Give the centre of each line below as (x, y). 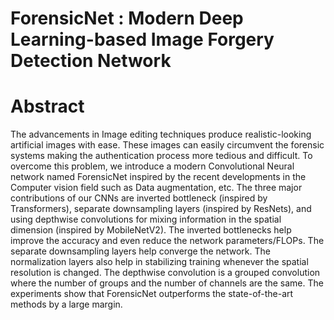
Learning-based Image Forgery (142, 39)
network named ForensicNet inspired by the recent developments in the (158, 177)
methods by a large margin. (66, 304)
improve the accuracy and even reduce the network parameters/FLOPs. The (167, 241)
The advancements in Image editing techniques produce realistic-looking (161, 134)
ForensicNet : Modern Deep (127, 18)
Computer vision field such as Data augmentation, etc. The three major (156, 188)
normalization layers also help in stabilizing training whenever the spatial (159, 262)
